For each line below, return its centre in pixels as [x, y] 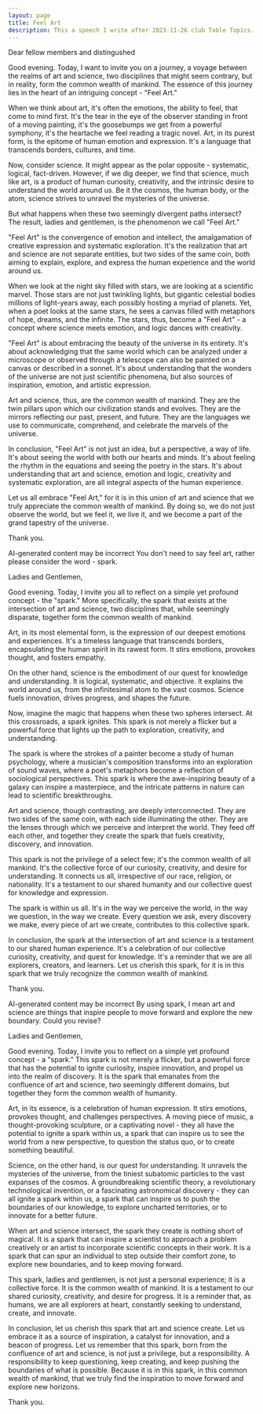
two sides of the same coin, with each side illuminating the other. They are [128, 819]
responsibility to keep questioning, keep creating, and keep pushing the [124, 1362]
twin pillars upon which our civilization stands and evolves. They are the [124, 409]
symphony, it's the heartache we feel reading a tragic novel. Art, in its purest [131, 133]
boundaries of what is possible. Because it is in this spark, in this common [128, 1370]
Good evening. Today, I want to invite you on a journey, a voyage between [128, 68]
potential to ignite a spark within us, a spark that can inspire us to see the [126, 1134]
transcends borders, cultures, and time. [72, 150]
